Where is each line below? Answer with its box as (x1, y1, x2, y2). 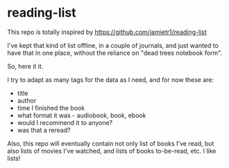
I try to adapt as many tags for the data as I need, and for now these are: (7, 75, 214, 84)
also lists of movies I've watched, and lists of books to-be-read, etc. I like (7, 146, 217, 155)
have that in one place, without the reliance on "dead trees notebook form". (7, 49, 223, 57)
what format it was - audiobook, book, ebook (17, 111, 146, 119)
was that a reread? (17, 126, 71, 134)
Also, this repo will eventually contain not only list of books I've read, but (7, 139, 214, 147)
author (17, 96, 37, 105)
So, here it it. (7, 62, 44, 70)
